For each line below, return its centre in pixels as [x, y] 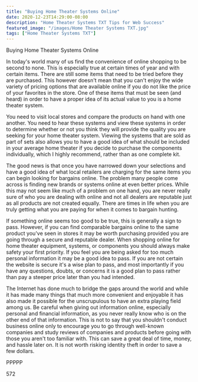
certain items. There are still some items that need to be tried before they [95, 74]
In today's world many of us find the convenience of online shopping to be [96, 62]
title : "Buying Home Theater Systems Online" [63, 11]
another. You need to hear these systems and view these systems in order [96, 123]
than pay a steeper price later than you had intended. [71, 277]
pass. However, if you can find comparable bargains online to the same [93, 227]
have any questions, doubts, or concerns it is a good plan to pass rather [93, 271]
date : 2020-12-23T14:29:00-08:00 [47, 17]
